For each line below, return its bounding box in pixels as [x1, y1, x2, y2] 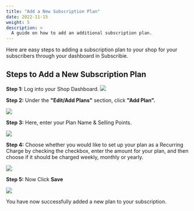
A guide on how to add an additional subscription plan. [11, 30, 153, 36]
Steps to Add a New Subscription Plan [6, 69, 147, 79]
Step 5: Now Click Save [6, 175, 64, 182]
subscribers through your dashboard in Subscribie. [6, 52, 128, 59]
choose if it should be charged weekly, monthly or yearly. [6, 153, 144, 160]
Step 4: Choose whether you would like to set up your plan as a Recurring [6, 141, 184, 148]
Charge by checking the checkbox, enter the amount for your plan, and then [6, 147, 189, 154]
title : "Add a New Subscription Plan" [6, 8, 100, 15]
